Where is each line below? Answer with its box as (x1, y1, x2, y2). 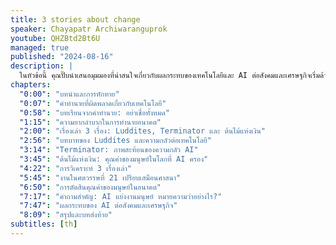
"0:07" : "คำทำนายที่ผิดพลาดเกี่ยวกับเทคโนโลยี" (19, 98, 167, 108)
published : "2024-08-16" (10, 52, 114, 62)
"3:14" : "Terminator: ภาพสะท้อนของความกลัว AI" (19, 145, 199, 155)
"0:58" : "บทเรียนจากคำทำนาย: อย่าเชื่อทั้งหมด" (19, 107, 170, 118)
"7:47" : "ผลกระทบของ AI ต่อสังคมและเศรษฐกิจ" (19, 201, 178, 211)
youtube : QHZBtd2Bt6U (10, 33, 101, 43)
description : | (10, 61, 74, 71)
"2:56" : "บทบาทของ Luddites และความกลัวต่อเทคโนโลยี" (19, 136, 212, 146)
